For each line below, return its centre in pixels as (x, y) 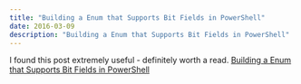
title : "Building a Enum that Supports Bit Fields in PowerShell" (137, 18)
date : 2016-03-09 (42, 26)
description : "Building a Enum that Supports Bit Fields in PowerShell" (150, 34)
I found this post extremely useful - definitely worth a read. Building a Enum (150, 61)
